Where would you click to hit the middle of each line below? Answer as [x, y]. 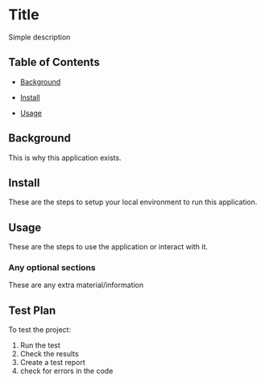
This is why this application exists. [65, 158]
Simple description [39, 37]
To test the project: [39, 330]
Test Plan [32, 310]
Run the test [40, 345]
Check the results [49, 354]
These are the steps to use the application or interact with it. [108, 247]
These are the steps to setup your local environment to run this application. [133, 202]
